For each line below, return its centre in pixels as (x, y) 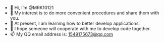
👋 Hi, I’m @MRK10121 (32, 8)
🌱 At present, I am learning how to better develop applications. (75, 23)
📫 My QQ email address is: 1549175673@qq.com (62, 34)
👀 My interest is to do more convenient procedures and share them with (85, 13)
